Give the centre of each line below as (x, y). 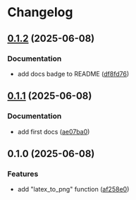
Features (23, 174)
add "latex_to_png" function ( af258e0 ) (73, 189)
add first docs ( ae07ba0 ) (54, 131)
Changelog (40, 12)
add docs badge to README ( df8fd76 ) (73, 73)
